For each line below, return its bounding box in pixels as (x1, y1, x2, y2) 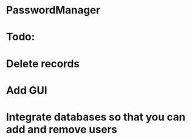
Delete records (6, 57, 80, 70)
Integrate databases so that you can (6, 110, 186, 123)
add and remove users (6, 123, 118, 136)
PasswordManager (6, 4, 101, 17)
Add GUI (6, 84, 48, 97)
